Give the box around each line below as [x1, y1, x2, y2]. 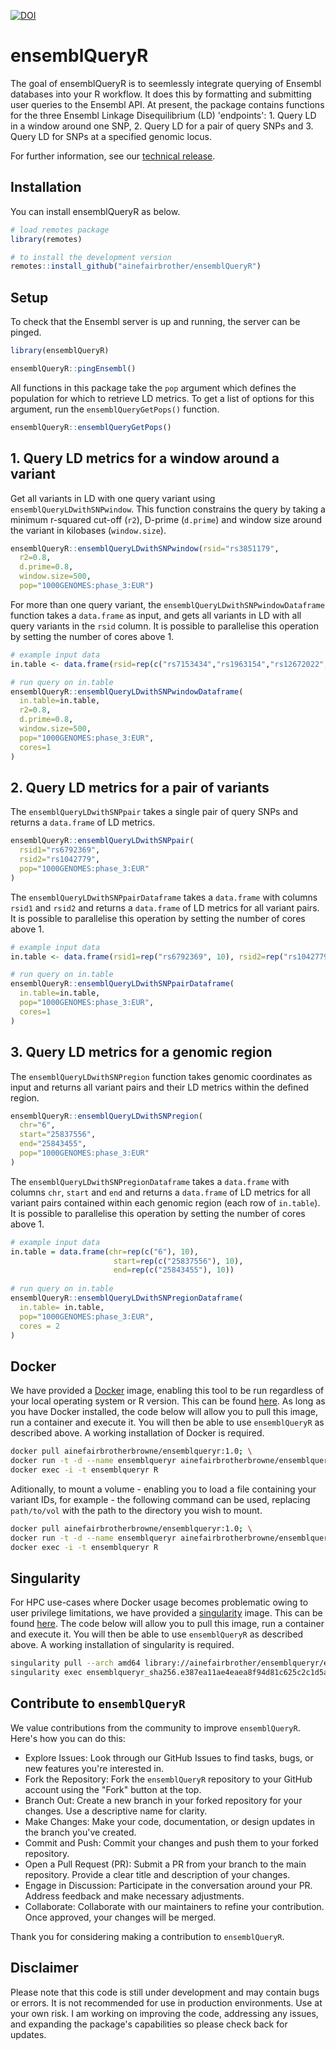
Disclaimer [10, 1960, 79, 1977]
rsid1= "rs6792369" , [19, 845, 101, 855]
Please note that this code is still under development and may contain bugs [10, 1986, 320, 1998]
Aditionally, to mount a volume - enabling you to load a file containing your [10, 1483, 317, 1495]
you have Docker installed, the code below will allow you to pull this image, [10, 1406, 318, 1418]
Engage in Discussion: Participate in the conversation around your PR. [24, 1879, 313, 1891]
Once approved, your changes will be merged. [24, 1911, 217, 1923]
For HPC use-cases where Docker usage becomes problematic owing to [10, 1596, 309, 1609]
